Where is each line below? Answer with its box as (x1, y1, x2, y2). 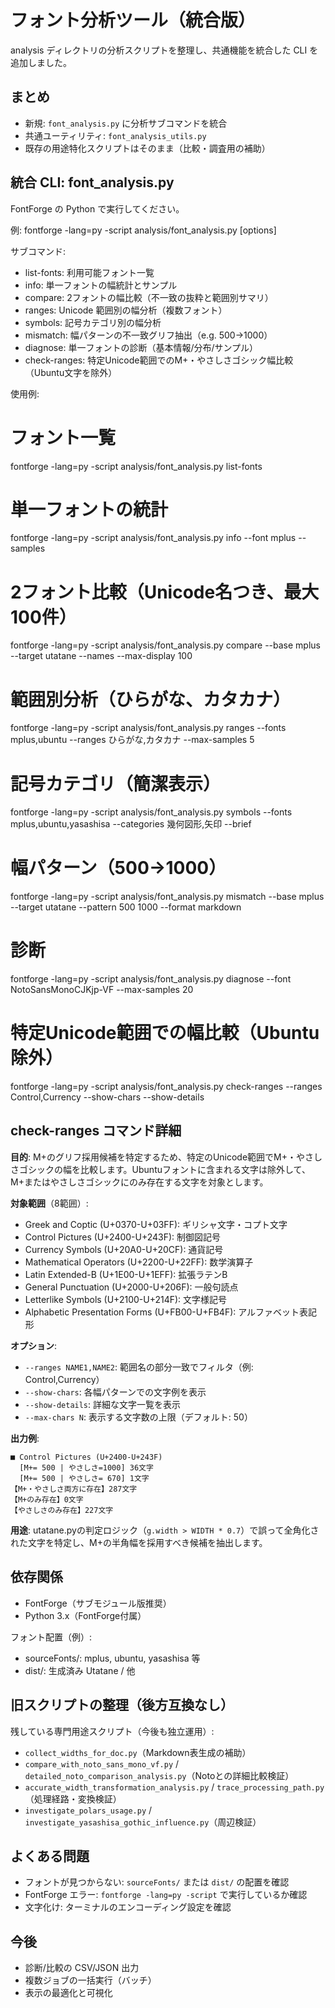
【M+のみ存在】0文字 (10, 1494, 84, 1505)
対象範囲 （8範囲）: (10, 1197, 89, 1209)
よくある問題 (10, 1847, 90, 1865)
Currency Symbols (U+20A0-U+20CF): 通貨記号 (24, 1243, 224, 1255)
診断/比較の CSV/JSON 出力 (24, 1962, 140, 1974)
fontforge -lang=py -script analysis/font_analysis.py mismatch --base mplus (10, 891, 325, 903)
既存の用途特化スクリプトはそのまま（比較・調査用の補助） (24, 142, 271, 154)
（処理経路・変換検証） (24, 1792, 122, 1805)
